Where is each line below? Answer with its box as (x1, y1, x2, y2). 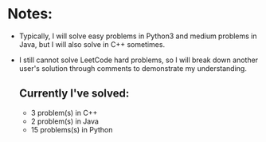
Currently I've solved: (18, 87, 130, 101)
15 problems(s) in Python (30, 124, 113, 134)
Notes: (7, 5, 53, 23)
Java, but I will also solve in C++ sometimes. (18, 39, 165, 49)
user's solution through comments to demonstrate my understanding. (18, 63, 248, 73)
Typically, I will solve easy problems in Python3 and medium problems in (18, 31, 257, 41)
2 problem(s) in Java (30, 116, 99, 126)
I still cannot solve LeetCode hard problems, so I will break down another (18, 55, 259, 65)
